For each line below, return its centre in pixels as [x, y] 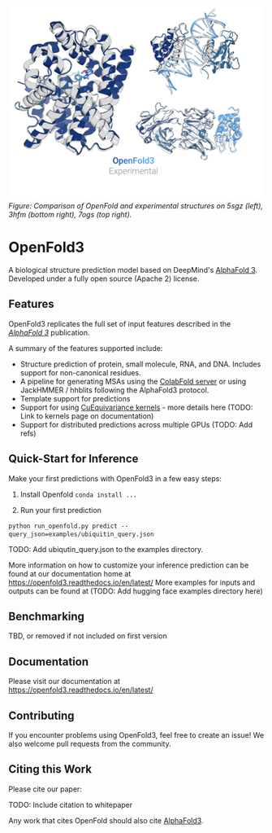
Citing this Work [50, 769]
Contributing [41, 715]
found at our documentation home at [70, 573]
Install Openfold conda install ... [78, 494]
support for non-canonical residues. [80, 372]
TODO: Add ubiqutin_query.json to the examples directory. [106, 549]
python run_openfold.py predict [63, 526]
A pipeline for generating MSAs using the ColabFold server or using [133, 381]
